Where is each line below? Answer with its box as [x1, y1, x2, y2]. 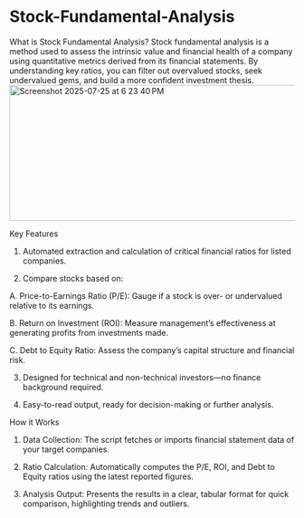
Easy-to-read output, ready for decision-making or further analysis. [22, 398, 274, 409]
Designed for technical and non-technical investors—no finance [22, 371, 261, 382]
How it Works [9, 417, 60, 427]
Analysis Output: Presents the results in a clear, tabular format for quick [22, 488, 290, 499]
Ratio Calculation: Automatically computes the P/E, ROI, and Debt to [22, 461, 276, 472]
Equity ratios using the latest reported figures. [22, 471, 195, 482]
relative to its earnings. [9, 300, 95, 311]
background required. [22, 381, 104, 392]
